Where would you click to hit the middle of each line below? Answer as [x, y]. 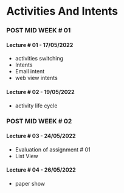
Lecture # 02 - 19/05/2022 [40, 92]
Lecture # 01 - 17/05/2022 [40, 45]
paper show [30, 183]
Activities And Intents [62, 11]
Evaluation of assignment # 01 [53, 149]
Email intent [30, 71]
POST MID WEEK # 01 [39, 31]
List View [26, 156]
